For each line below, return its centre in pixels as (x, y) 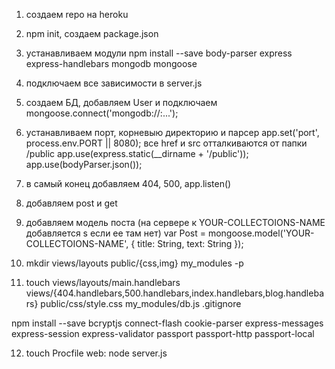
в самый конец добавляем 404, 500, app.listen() (128, 183)
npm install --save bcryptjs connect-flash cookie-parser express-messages (167, 323)
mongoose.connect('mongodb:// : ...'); (102, 113)
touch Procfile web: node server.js (96, 353)
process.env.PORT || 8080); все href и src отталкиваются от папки (166, 143)
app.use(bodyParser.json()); (84, 164)
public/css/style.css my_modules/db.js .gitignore (141, 303)
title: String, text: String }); (190, 243)
